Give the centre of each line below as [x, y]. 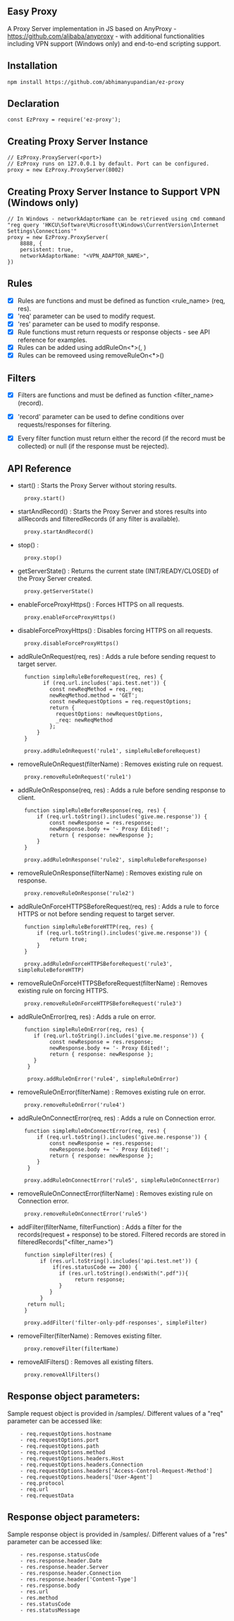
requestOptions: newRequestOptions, [109, 714]
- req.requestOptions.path [60, 1446]
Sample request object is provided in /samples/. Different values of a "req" [115, 1413]
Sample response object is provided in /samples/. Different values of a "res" [117, 1534]
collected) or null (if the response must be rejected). [93, 447]
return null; [46, 1304]
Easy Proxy [32, 12]
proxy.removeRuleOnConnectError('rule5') [86, 1214]
